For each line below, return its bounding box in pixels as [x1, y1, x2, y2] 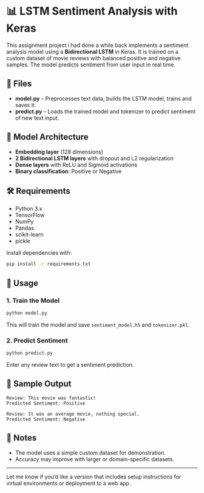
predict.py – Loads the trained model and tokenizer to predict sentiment [15, 107, 196, 115]
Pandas [15, 224, 35, 232]
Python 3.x [15, 205, 42, 213]
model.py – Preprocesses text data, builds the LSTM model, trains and [15, 94, 192, 102]
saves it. [15, 101, 36, 108]
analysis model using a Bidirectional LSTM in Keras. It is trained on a [6, 48, 179, 55]
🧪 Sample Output [6, 378, 72, 389]
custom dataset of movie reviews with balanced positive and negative [6, 54, 181, 62]
